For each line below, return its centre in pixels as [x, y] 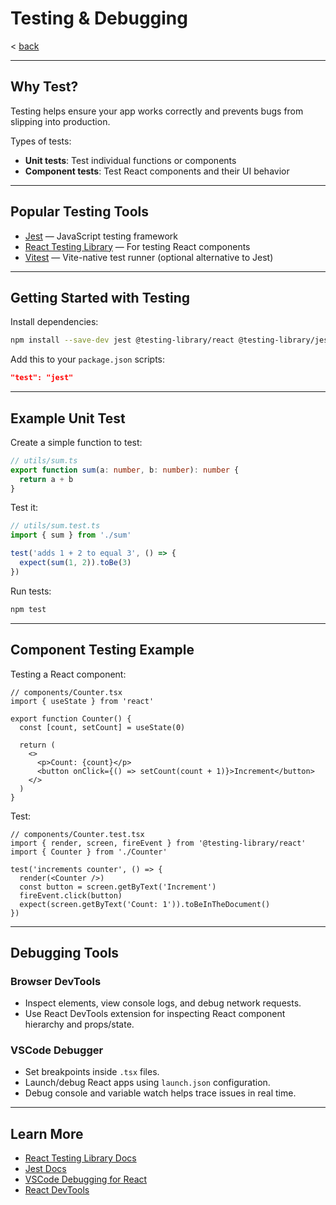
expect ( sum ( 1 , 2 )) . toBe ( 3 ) [75, 563]
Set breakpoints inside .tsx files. [92, 1072]
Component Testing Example [102, 650]
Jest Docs [45, 1169]
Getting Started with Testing [100, 297]
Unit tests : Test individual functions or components [130, 160]
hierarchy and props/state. [79, 1024]
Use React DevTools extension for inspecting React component [155, 1014]
